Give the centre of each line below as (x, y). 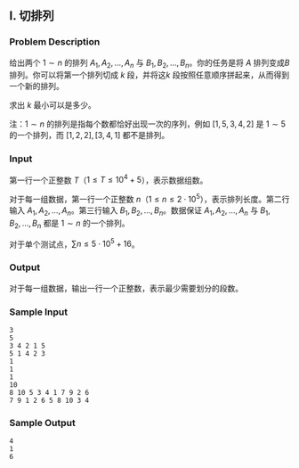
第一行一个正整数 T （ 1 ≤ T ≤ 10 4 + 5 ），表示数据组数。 (109, 179)
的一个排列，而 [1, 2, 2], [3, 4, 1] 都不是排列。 (89, 135)
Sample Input (39, 312)
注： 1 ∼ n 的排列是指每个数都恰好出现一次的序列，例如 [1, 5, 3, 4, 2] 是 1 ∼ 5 (148, 124)
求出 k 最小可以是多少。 (53, 105)
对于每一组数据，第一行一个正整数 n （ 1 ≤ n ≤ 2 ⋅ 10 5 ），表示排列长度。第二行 (149, 199)
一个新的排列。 (36, 86)
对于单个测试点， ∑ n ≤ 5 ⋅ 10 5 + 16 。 (74, 243)
